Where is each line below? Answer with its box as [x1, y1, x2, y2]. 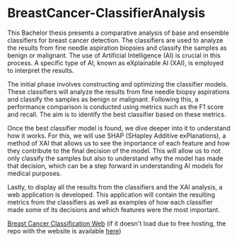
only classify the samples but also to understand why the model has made [7, 154, 224, 163]
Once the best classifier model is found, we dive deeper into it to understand [7, 123, 231, 132]
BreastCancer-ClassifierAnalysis [7, 5, 206, 21]
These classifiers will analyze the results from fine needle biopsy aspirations [7, 87, 230, 96]
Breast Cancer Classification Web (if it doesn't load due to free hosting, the [7, 219, 226, 228]
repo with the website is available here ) [7, 226, 122, 235]
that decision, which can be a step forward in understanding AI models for [7, 161, 224, 170]
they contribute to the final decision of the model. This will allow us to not [7, 146, 221, 155]
